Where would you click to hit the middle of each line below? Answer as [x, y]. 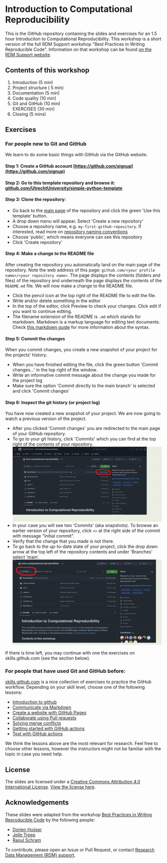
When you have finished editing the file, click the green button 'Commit [85, 365]
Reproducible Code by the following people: [50, 820]
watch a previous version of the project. [46, 419]
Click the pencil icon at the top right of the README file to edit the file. [84, 296]
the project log [27, 380]
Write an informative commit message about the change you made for [84, 375]
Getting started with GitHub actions [48, 729]
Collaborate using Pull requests [44, 718]
